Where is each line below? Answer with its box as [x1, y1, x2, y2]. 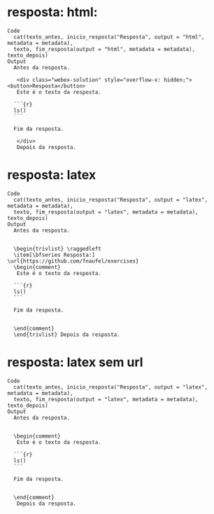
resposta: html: [7, 4, 98, 20]
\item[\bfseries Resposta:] [13, 251, 96, 258]
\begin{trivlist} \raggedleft [13, 245, 101, 252]
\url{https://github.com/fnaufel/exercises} [7, 257, 139, 265]
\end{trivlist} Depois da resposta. [13, 331, 120, 338]
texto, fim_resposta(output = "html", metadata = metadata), [13, 46, 196, 53]
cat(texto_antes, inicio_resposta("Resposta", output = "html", [13, 33, 205, 41]
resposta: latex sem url [7, 354, 143, 370]
